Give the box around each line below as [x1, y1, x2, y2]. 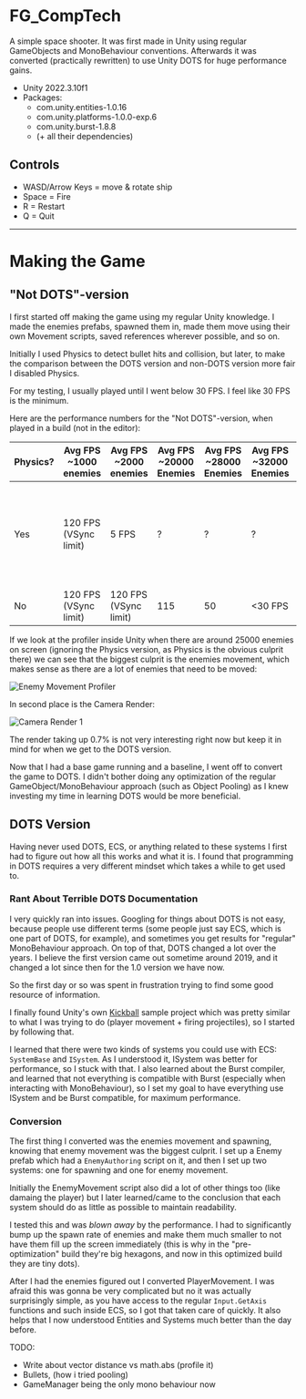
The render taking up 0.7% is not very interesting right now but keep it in [9, 734, 282, 745]
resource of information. [9, 989, 101, 1000]
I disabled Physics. [9, 367, 80, 378]
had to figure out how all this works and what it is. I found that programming [9, 850, 294, 861]
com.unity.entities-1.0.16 [36, 101, 127, 112]
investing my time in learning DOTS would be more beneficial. [9, 790, 241, 801]
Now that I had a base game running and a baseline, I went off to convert [9, 761, 283, 772]
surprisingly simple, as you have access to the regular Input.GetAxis [9, 1295, 267, 1306]
